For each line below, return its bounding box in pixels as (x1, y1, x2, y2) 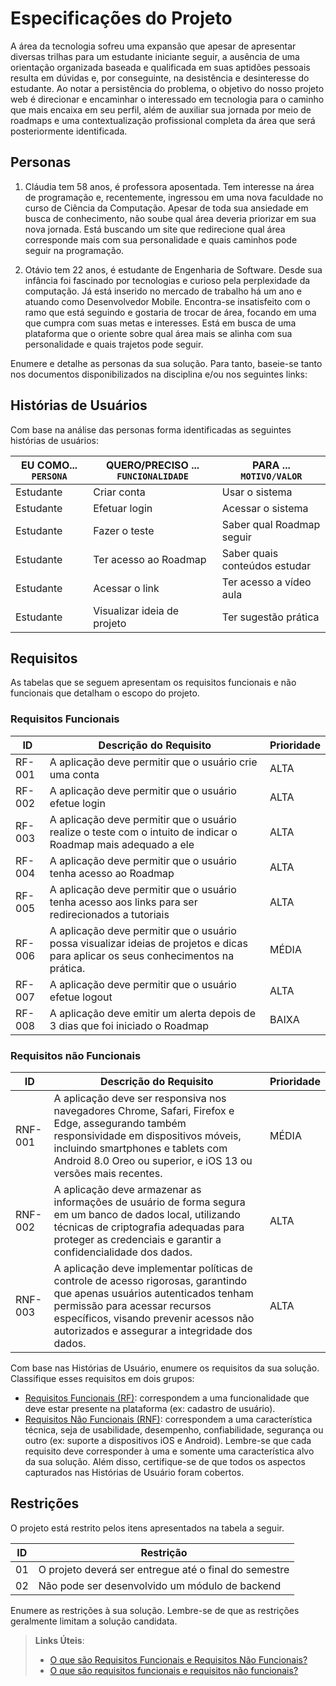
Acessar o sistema (221, 501, 309, 515)
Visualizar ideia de (93, 603, 180, 617)
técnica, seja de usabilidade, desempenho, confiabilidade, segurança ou (24, 1423, 324, 1436)
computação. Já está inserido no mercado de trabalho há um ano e (24, 285, 302, 297)
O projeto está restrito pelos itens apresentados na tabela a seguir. (10, 1522, 285, 1534)
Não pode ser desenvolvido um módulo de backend (38, 1578, 282, 1592)
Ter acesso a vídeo (221, 575, 312, 589)
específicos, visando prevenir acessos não (53, 1311, 255, 1325)
